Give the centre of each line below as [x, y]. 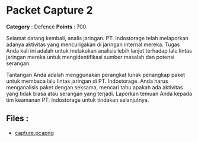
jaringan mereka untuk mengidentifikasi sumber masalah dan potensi [90, 57]
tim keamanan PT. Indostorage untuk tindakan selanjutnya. [78, 100]
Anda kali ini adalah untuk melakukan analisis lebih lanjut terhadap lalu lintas [99, 50]
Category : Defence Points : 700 [46, 27]
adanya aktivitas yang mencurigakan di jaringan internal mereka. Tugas [93, 44]
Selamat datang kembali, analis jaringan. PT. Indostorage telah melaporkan [97, 38]
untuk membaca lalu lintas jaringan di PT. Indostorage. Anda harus [87, 81]
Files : [17, 119]
